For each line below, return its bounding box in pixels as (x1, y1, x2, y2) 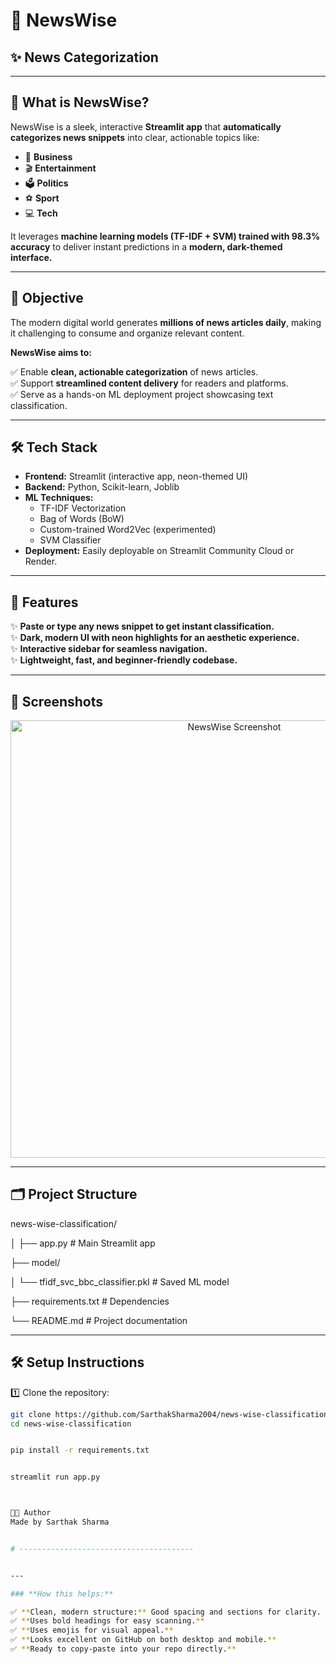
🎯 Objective (10, 290, 84, 307)
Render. (24, 555, 58, 568)
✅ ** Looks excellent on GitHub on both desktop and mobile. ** (10, 1635, 277, 1645)
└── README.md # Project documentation (10, 1314, 188, 1326)
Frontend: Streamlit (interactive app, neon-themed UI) (24, 470, 249, 483)
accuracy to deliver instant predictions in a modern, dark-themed (10, 240, 283, 253)
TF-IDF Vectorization (39, 502, 127, 514)
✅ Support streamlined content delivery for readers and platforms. (10, 377, 289, 389)
